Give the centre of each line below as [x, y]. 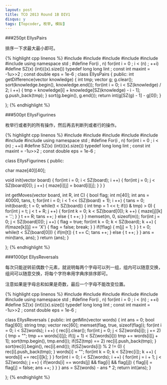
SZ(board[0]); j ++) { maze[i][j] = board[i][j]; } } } [55, 185]
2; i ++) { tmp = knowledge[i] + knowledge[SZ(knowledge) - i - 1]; [73, 90]
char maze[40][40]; [25, 170]
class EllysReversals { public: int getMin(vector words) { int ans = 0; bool [80, 320]
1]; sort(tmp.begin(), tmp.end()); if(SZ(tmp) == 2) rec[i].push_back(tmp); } [81, 341]
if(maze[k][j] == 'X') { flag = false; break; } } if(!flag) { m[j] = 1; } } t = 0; [78, 227]
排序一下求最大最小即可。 [31, 48]
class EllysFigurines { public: [34, 161]
